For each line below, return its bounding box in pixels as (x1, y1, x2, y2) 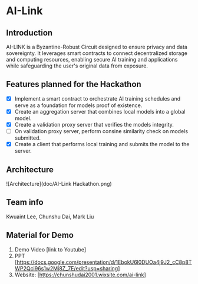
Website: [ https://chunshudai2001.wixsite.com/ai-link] (14, 271, 146, 278)
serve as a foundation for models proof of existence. (14, 102, 143, 109)
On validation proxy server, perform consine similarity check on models (14, 128, 189, 134)
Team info (6, 197, 44, 208)
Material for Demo (6, 230, 74, 240)
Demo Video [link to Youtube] (14, 246, 87, 253)
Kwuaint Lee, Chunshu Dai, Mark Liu (6, 213, 94, 220)
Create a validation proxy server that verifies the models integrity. (14, 121, 174, 128)
